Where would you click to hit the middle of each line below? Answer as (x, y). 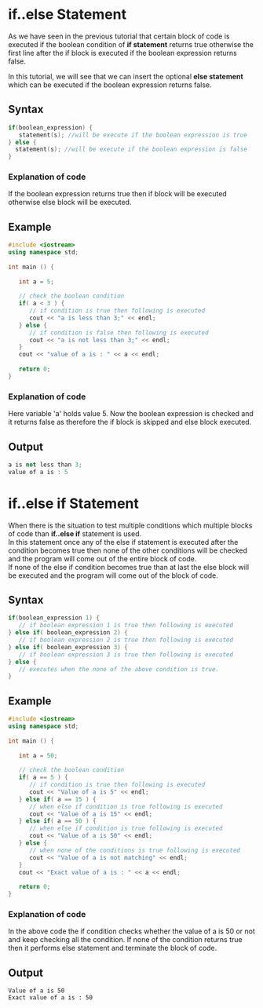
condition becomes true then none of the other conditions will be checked (128, 550)
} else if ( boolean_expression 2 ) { (68, 633)
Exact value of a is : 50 (50, 998)
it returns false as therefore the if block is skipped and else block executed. (130, 422)
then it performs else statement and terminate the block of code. (113, 948)
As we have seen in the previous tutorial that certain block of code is (119, 36)
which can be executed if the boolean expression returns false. (110, 85)
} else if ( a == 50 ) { (57, 821)
